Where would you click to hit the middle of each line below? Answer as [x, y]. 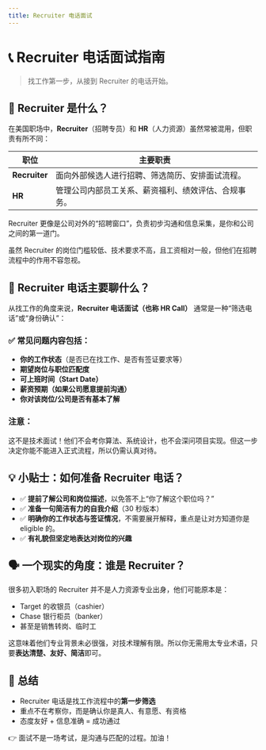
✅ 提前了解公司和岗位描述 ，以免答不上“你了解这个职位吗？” [117, 498]
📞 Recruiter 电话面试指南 [87, 57]
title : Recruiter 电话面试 [50, 15]
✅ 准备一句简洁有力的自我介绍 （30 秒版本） [91, 508]
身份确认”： [47, 318]
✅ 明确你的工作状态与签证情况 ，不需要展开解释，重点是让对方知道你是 [135, 518]
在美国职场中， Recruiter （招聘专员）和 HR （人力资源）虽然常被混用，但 [127, 129]
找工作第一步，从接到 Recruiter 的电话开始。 [100, 81]
